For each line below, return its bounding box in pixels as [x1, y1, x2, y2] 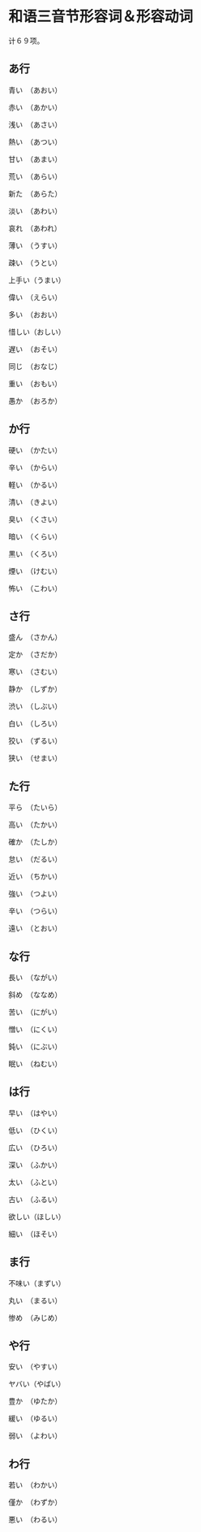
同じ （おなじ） [8, 361, 62, 371]
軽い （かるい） [8, 480, 62, 489]
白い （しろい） [8, 718, 62, 728]
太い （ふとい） [8, 1177, 62, 1187]
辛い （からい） [8, 462, 62, 472]
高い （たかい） [8, 820, 62, 830]
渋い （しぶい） [8, 701, 62, 711]
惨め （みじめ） [8, 1313, 62, 1322]
